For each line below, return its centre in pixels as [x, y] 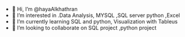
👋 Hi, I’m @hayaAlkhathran [45, 9]
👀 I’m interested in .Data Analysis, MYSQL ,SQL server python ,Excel [96, 15]
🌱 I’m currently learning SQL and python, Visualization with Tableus [95, 21]
